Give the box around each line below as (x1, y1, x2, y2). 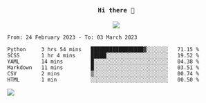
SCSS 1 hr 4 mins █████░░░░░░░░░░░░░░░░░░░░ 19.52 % (7, 53, 199, 59)
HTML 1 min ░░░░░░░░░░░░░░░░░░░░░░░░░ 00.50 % (7, 77, 199, 84)
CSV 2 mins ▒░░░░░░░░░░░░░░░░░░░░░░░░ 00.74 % (7, 71, 199, 77)
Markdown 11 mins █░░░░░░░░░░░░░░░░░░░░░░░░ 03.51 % (7, 64, 199, 71)
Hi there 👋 (97, 6, 135, 14)
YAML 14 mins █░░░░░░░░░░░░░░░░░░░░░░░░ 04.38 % (7, 58, 199, 66)
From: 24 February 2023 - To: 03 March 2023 (7, 34, 138, 41)
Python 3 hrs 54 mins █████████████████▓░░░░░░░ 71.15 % (7, 46, 199, 53)
